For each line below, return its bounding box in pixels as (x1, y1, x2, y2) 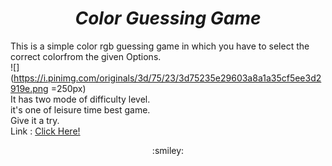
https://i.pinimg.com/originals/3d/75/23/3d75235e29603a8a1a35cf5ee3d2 (13, 72, 322, 84)
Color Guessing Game (74, 7, 262, 30)
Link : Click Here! (10, 125, 81, 137)
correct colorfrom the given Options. (10, 50, 162, 62)
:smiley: (151, 144, 185, 156)
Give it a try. (10, 114, 60, 126)
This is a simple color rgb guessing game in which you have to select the (10, 40, 310, 52)
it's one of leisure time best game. (10, 103, 151, 116)
